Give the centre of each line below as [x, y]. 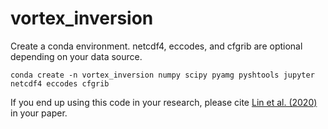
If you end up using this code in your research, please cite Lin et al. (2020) [164, 102]
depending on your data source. [76, 56]
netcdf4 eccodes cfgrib [60, 83]
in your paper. [39, 113]
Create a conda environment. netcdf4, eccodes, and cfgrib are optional [156, 46]
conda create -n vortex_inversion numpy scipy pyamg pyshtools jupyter [162, 75]
